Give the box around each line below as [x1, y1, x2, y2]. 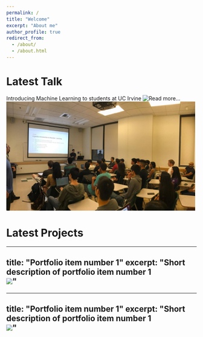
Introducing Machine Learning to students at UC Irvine [6, 94, 142, 102]
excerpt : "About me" [6, 22, 59, 28]
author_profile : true [6, 29, 61, 35]
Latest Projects [6, 226, 83, 240]
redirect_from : [6, 35, 45, 42]
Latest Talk [6, 75, 63, 89]
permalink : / [6, 10, 39, 16]
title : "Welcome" [6, 16, 50, 22]
